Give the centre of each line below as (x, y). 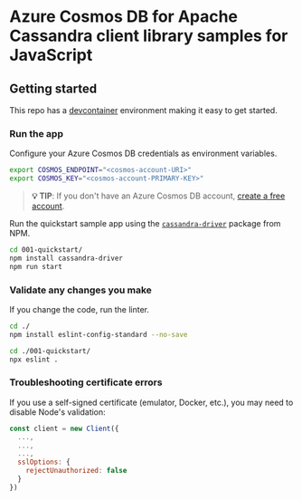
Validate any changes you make (80, 290)
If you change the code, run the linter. (80, 309)
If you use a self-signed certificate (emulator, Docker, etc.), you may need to (151, 402)
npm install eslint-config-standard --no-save (99, 334)
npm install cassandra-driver (66, 258)
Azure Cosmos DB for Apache (123, 17)
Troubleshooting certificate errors (86, 382)
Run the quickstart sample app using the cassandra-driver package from (145, 224)
